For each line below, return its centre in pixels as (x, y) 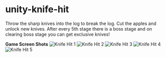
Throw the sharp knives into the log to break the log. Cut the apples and (81, 23)
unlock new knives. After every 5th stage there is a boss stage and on (79, 28)
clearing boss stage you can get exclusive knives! (57, 34)
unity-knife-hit (37, 9)
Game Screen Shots (27, 44)
